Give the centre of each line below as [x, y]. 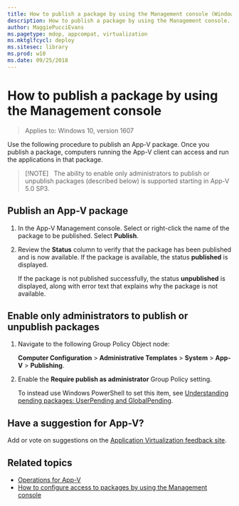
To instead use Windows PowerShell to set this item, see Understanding [123, 393]
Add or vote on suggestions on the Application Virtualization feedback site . [117, 440]
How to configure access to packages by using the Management [112, 487]
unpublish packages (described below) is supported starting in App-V [127, 181]
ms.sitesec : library [38, 47]
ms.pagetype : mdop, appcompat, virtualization [78, 34]
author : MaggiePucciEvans [46, 27]
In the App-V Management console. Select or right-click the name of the [123, 228]
